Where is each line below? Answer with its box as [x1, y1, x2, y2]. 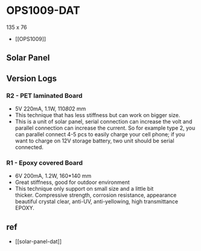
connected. [14, 144, 44, 151]
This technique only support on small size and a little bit [14, 185, 154, 192]
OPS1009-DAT [6, 4, 80, 17]
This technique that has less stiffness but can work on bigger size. [14, 112, 180, 119]
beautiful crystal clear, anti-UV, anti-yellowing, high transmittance [14, 198, 179, 205]
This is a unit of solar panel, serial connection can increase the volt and [14, 118, 193, 125]
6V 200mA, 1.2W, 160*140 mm [14, 173, 92, 180]
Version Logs [6, 73, 57, 83]
